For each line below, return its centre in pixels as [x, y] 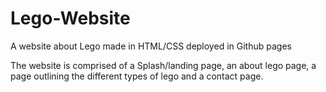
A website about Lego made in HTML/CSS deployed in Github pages [151, 46]
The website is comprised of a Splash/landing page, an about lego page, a [163, 65]
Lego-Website [70, 18]
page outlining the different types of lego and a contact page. [137, 76]
